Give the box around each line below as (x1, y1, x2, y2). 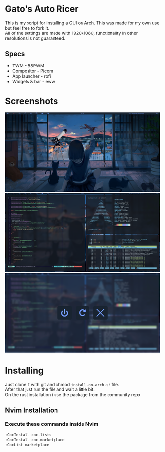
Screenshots (5, 96, 58, 107)
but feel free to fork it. (5, 25, 50, 31)
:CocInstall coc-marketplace (5, 437, 65, 443)
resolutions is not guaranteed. (5, 35, 66, 41)
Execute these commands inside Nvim (5, 420, 99, 427)
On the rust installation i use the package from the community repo (5, 391, 141, 397)
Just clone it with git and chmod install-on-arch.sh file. (5, 381, 119, 387)
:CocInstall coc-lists (5, 432, 52, 438)
